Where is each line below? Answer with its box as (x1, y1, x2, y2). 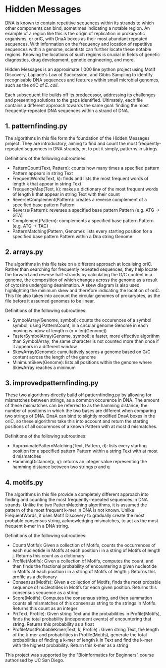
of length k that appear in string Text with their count (12, 191, 120, 197)
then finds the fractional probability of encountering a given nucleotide (12, 563, 157, 569)
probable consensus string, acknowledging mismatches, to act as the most (5, 518, 159, 524)
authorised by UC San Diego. (5, 657, 64, 663)
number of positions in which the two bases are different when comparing (5, 408, 157, 414)
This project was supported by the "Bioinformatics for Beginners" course (5, 652, 154, 658)
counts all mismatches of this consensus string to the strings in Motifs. (12, 600, 157, 606)
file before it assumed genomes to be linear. (5, 298, 95, 304)
